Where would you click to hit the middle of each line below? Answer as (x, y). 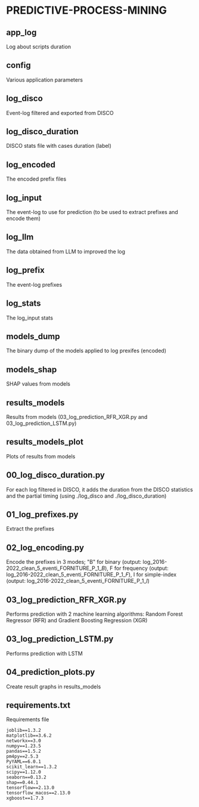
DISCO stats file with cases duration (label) (59, 146)
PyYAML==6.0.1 (24, 762)
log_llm (20, 237)
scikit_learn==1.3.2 (32, 767)
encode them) (23, 219)
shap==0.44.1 (22, 783)
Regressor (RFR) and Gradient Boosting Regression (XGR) (77, 620)
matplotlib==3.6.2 (29, 736)
